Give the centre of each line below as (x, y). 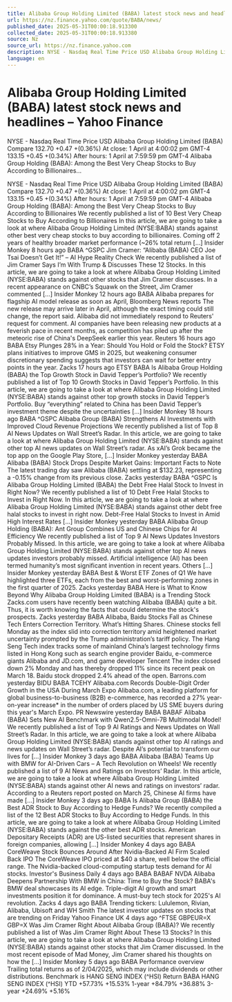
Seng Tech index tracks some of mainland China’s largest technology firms (114, 646)
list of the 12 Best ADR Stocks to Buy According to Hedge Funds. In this (108, 815)
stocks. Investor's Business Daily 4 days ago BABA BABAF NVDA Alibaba (111, 874)
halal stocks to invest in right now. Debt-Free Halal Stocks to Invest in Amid (114, 514)
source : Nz (23, 39)
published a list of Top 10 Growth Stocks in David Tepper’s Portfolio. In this (113, 382)
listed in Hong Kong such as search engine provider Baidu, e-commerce (110, 653)
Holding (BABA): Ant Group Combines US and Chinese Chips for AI (102, 528)
